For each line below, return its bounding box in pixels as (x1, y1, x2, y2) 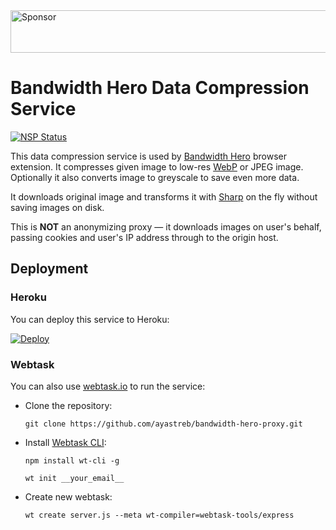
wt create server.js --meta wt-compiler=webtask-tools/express (24, 510, 295, 520)
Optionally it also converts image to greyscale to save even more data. (10, 171, 300, 183)
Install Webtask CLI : (24, 436, 107, 448)
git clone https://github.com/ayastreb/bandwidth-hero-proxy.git (24, 419, 303, 429)
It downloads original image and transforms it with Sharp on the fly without (10, 190, 318, 203)
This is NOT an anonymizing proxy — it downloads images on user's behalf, (10, 220, 322, 233)
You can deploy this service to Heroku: (10, 313, 170, 325)
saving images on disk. (10, 201, 105, 213)
